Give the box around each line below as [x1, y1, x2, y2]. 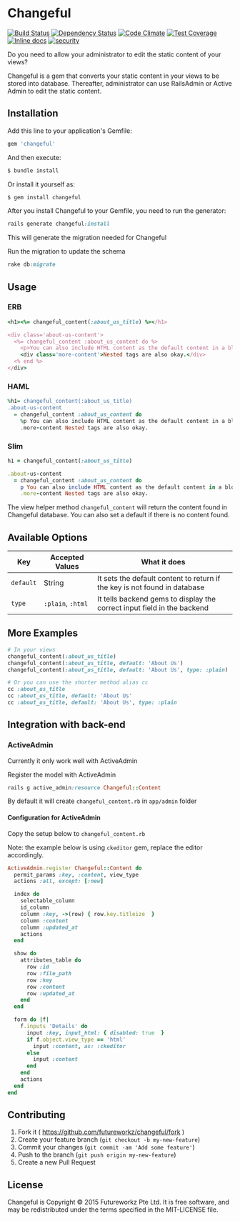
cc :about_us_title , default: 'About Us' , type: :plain [7, 699, 177, 707]
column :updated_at [20, 924, 79, 931]
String [44, 578, 64, 588]
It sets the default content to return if [97, 574, 221, 584]
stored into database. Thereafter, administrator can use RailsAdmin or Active [7, 79, 232, 87]
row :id [26, 963, 50, 971]
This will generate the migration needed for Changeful [7, 234, 166, 242]
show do [14, 950, 37, 957]
